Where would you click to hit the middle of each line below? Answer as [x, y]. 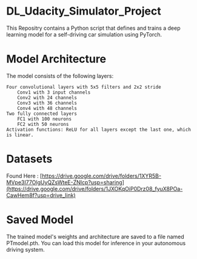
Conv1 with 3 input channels [54, 92]
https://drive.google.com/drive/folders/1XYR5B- [102, 176]
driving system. [25, 249]
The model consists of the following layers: [60, 76]
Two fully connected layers [42, 114]
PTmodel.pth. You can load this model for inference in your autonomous [96, 243]
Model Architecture [56, 59]
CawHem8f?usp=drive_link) [41, 195]
